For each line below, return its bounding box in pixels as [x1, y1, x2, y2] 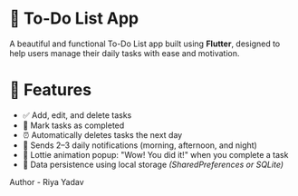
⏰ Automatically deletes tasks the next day [22, 129, 183, 140]
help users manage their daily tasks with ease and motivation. [9, 47, 240, 58]
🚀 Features [9, 80, 92, 101]
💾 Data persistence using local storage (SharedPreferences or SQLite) [22, 159, 284, 170]
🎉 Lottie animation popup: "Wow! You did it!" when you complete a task [22, 149, 289, 160]
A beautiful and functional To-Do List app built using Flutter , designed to [9, 38, 281, 49]
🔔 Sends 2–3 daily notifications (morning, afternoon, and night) [22, 140, 258, 151]
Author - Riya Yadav [9, 176, 84, 187]
